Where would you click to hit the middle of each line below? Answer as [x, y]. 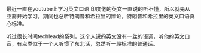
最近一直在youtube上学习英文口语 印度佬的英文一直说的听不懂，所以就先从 [98, 9]
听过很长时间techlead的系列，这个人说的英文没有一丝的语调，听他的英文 [96, 36]
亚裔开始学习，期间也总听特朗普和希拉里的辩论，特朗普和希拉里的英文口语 [98, 16]
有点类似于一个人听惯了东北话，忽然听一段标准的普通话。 [87, 44]
